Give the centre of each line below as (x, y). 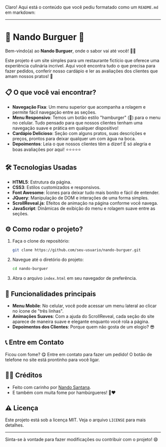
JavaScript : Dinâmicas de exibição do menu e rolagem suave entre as (84, 208)
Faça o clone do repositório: (41, 241)
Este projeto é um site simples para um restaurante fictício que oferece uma (82, 60)
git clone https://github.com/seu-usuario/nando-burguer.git (77, 250)
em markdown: (20, 12)
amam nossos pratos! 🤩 (29, 76)
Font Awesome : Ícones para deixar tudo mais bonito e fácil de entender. (86, 192)
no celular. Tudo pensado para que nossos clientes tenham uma (77, 123)
